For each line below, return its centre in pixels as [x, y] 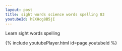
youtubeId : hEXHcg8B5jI [30, 19]
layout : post [19, 10]
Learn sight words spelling [33, 33]
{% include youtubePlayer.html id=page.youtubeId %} [61, 43]
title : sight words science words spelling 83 [55, 14]
